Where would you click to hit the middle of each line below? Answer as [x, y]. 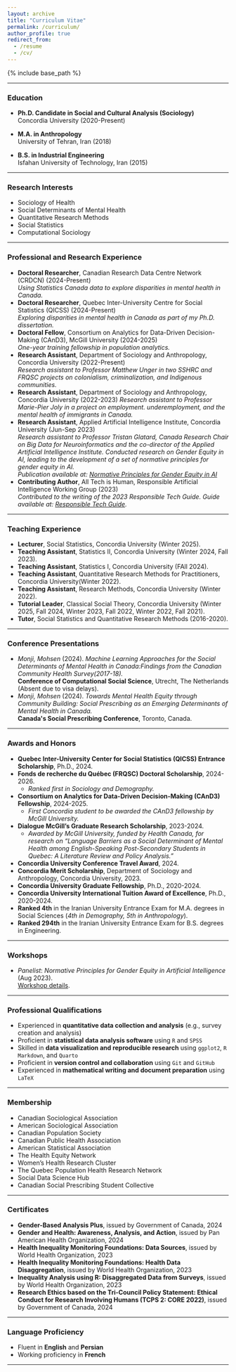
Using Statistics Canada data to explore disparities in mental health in [119, 287]
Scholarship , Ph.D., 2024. [55, 766]
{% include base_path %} [44, 73]
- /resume [28, 46]
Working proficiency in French [61, 1355]
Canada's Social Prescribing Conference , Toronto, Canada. [105, 719]
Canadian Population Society [59, 1132]
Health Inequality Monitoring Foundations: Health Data [99, 1262]
